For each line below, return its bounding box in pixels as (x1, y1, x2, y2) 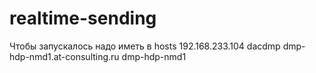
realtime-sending (9, 7, 157, 30)
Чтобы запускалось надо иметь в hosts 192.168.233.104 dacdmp (9, 40, 281, 52)
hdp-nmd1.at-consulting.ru (9, 50, 120, 62)
